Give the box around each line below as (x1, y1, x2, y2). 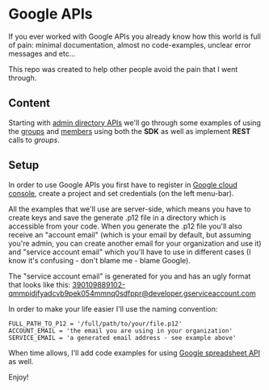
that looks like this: (8, 279, 71, 289)
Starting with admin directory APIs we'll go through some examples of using (8, 118, 261, 128)
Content (8, 96, 51, 110)
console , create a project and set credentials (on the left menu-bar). (8, 188, 234, 198)
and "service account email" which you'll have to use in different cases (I (8, 247, 251, 257)
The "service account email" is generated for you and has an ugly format (8, 271, 251, 281)
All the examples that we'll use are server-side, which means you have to (8, 203, 251, 214)
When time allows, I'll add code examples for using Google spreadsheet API (8, 348, 261, 358)
